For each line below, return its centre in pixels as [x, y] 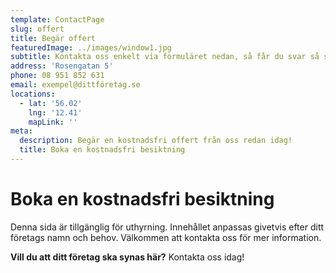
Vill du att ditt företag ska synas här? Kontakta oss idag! [127, 257]
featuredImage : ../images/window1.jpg [91, 47]
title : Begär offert [53, 38]
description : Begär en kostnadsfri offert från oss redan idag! [156, 141]
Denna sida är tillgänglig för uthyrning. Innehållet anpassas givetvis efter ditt [167, 227]
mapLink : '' [53, 122]
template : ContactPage [57, 19]
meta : [21, 131]
